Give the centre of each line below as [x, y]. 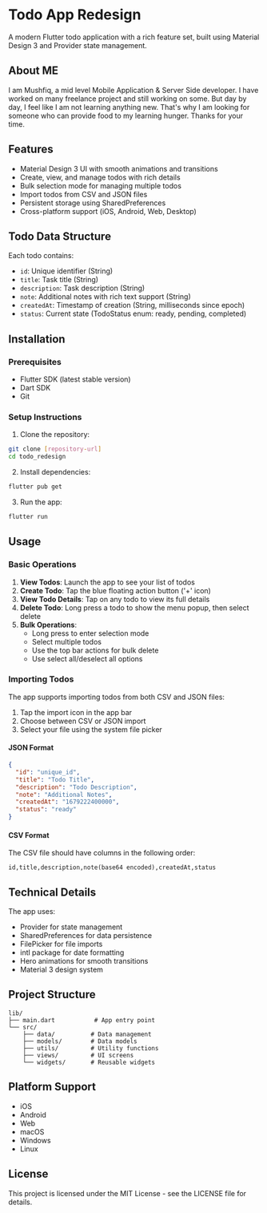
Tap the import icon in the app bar [76, 712]
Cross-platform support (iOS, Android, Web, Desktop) [108, 211]
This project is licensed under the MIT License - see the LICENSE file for [127, 1193]
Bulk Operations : [48, 625]
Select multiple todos [67, 641]
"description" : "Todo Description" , [76, 787]
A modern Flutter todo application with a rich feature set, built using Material [134, 37]
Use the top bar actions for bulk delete [95, 650]
